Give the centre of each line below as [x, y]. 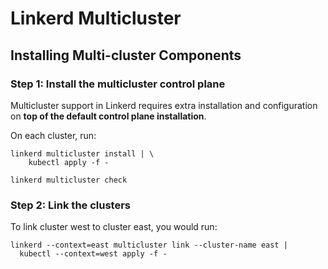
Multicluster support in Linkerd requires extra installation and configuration [164, 105]
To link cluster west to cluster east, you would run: [114, 227]
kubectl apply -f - [69, 162]
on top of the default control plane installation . [108, 116]
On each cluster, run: [53, 135]
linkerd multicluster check [69, 180]
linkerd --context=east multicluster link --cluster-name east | [149, 245]
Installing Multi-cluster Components [126, 55]
